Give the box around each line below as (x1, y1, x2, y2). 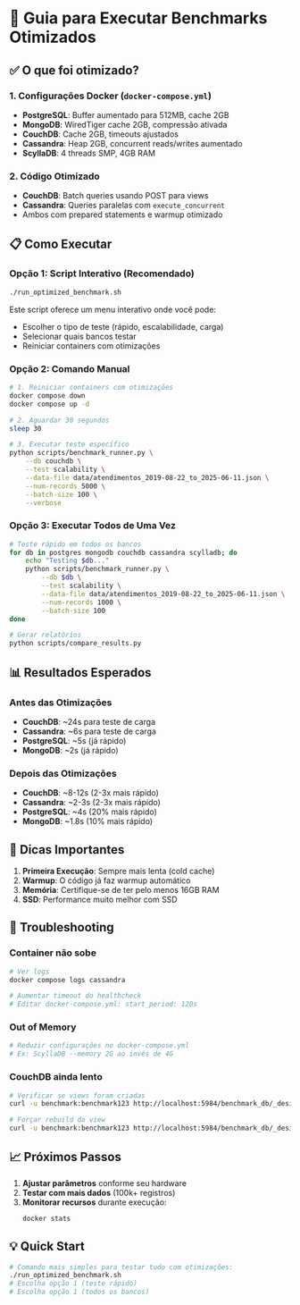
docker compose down (9, 391, 87, 400)
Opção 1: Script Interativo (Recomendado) (9, 267, 195, 280)
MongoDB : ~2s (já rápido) (21, 745, 119, 755)
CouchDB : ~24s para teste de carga (21, 716, 156, 727)
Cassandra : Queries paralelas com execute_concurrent (21, 200, 225, 211)
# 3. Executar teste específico (9, 440, 129, 450)
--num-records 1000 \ (41, 598, 122, 607)
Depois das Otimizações (9, 767, 118, 779)
